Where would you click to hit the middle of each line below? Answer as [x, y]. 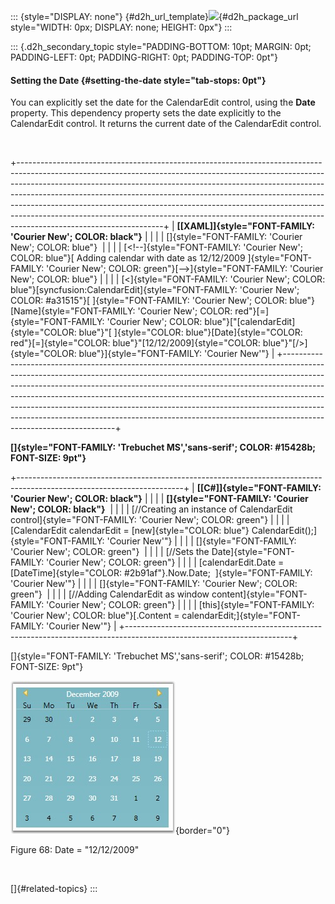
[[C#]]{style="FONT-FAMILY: [259, 488]
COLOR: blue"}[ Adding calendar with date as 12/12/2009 [128, 258]
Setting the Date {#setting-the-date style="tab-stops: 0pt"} [138, 80]
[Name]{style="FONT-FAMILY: [73, 311]
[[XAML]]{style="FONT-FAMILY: [245, 226]
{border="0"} [203, 831]
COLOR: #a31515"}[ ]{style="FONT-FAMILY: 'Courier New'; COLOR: [149, 301]
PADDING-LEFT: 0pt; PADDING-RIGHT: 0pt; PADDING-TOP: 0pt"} [144, 57]
